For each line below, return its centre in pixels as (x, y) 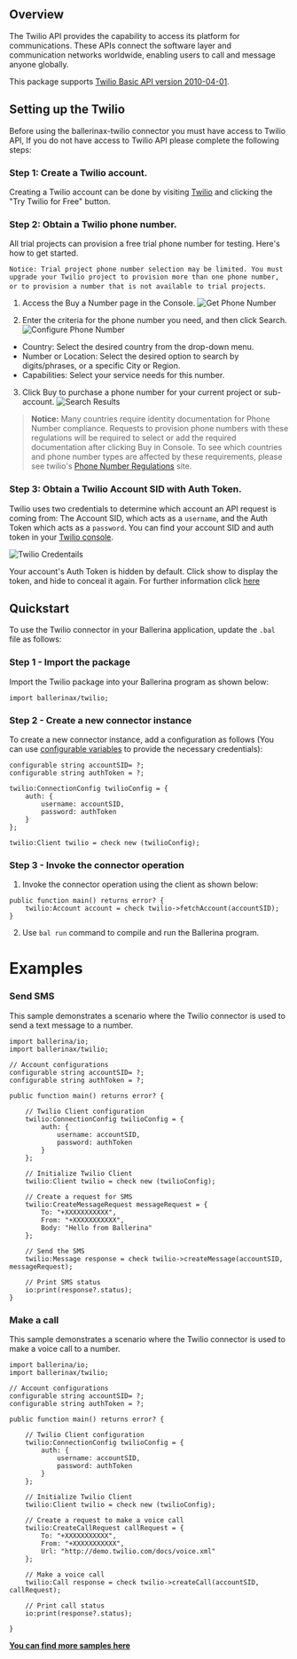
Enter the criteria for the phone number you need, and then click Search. (155, 320)
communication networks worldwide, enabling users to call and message (143, 55)
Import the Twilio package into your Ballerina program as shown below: (139, 682)
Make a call (34, 1320)
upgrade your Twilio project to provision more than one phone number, (144, 277)
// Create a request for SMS (79, 1197)
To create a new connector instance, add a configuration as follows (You (142, 739)
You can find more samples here (70, 1645)
